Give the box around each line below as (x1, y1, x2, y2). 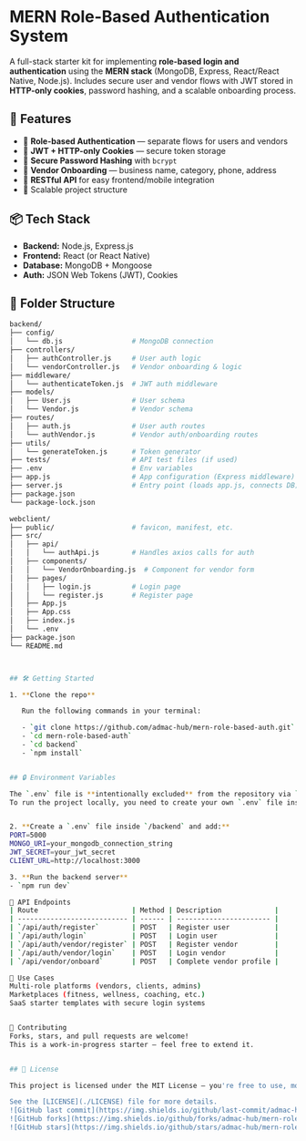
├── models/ (9, 387, 55, 397)
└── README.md (9, 641, 64, 651)
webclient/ (9, 514, 51, 523)
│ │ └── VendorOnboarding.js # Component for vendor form (9, 565, 255, 574)
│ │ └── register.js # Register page (9, 591, 194, 600)
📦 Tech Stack (9, 211, 91, 227)
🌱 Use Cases (9, 973, 55, 982)
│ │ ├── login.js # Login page (9, 581, 181, 591)
